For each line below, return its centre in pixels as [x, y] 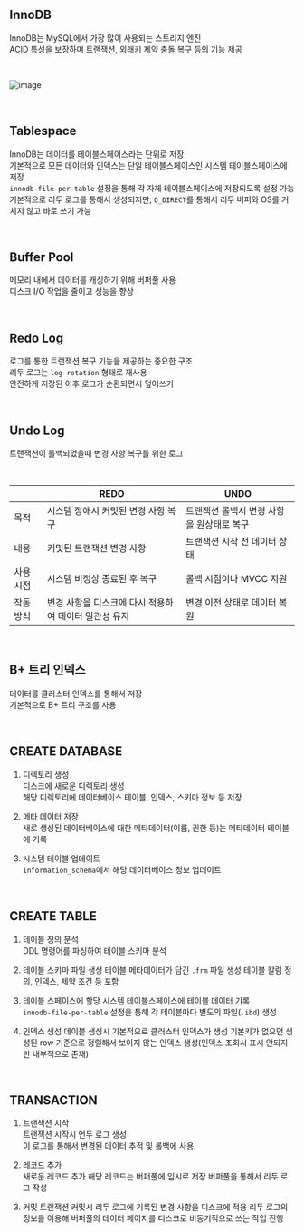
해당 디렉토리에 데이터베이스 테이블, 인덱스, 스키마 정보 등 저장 [132, 797]
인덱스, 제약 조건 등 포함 [77, 981]
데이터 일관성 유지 [93, 616]
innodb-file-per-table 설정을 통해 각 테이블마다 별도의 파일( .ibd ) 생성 [150, 1012]
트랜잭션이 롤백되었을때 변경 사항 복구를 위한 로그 [96, 453]
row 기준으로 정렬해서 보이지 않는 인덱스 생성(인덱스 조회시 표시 [152, 1043]
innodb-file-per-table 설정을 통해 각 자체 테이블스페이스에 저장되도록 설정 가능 [152, 188]
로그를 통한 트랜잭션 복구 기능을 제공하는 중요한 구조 [101, 361]
